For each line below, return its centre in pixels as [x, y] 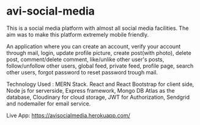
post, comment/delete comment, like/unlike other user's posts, [85, 59]
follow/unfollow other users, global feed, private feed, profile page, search [100, 66]
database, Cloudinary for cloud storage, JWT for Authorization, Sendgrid [98, 97]
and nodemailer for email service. [49, 103]
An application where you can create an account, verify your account [94, 46]
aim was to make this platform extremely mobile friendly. [78, 34]
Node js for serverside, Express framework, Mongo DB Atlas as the [91, 90]
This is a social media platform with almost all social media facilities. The [98, 28]
